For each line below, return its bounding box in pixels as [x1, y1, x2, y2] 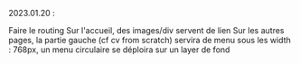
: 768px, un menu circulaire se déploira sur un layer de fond [8, 44, 230, 55]
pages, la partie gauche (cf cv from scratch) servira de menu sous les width [8, 35, 291, 45]
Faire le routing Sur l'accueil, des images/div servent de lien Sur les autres [8, 25, 285, 35]
